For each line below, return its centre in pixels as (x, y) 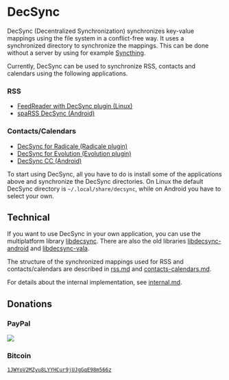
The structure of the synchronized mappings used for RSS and (95, 262)
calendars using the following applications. (68, 73)
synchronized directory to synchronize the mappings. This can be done (108, 45)
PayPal (19, 323)
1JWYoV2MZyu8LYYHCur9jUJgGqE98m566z (59, 370)
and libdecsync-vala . (60, 248)
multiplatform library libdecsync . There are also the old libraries (97, 241)
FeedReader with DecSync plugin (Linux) (75, 106)
